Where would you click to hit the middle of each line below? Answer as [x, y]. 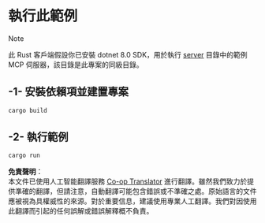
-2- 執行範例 [38, 138]
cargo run [24, 156]
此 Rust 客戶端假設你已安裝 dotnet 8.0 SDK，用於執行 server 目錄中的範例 [128, 54]
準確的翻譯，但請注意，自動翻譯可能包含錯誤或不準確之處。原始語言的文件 [136, 191]
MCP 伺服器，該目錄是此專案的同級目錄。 [76, 65]
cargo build [28, 110]
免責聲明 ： [26, 172]
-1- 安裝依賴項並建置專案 [68, 92]
